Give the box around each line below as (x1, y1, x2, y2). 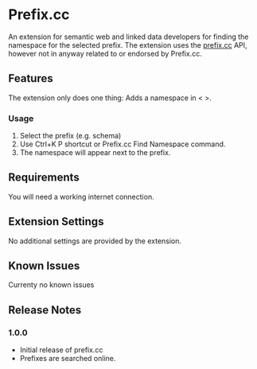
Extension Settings (8, 215, 104, 228)
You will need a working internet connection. (8, 192, 154, 201)
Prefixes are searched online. (19, 354, 116, 363)
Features (8, 72, 53, 85)
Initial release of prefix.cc (19, 345, 103, 355)
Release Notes (8, 303, 82, 317)
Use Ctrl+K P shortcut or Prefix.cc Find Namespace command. (19, 139, 226, 149)
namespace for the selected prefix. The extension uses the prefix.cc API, (8, 40, 248, 49)
